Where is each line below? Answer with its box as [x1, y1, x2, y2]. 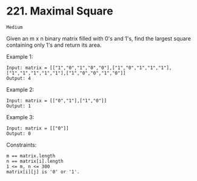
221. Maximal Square [6, 4, 113, 18]
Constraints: [6, 141, 37, 148]
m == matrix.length [6, 153, 56, 159]
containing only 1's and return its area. [6, 41, 102, 48]
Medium [6, 24, 23, 30]
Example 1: [6, 53, 33, 60]
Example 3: [6, 113, 35, 120]
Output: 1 [6, 103, 32, 109]
